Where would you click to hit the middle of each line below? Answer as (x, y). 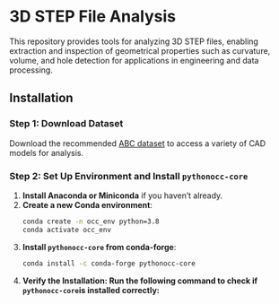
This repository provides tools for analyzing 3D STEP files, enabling (134, 41)
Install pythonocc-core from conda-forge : (99, 247)
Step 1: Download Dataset (66, 124)
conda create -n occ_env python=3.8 (91, 221)
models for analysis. (47, 152)
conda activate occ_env (67, 230)
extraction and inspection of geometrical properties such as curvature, (140, 50)
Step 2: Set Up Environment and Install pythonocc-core (129, 176)
